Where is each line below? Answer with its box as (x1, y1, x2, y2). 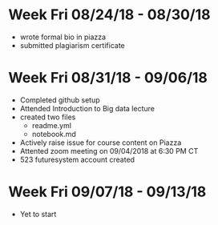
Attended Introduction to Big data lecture (19, 103, 155, 113)
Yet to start (19, 209, 57, 219)
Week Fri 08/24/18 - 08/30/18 (8, 6, 211, 24)
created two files (19, 112, 76, 122)
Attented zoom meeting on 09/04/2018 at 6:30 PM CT (19, 146, 199, 155)
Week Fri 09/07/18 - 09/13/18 (8, 183, 207, 201)
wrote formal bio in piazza (19, 32, 107, 42)
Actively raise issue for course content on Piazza (19, 138, 182, 147)
